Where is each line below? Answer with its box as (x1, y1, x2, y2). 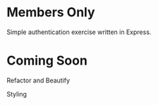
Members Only (6, 4, 96, 21)
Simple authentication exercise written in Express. (6, 28, 152, 36)
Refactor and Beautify (6, 76, 71, 84)
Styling (6, 89, 28, 98)
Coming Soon (6, 52, 87, 69)
